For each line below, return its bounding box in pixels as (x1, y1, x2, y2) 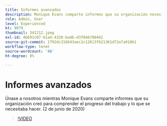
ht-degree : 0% (5, 53, 35, 59)
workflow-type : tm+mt (5, 44, 50, 49)
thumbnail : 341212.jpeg (5, 30, 55, 35)
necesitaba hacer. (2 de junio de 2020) (5, 106, 85, 112)
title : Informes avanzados (5, 7, 61, 12)
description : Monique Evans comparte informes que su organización (5, 12, 148, 17)
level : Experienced (5, 21, 46, 26)
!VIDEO (17, 116, 32, 122)
